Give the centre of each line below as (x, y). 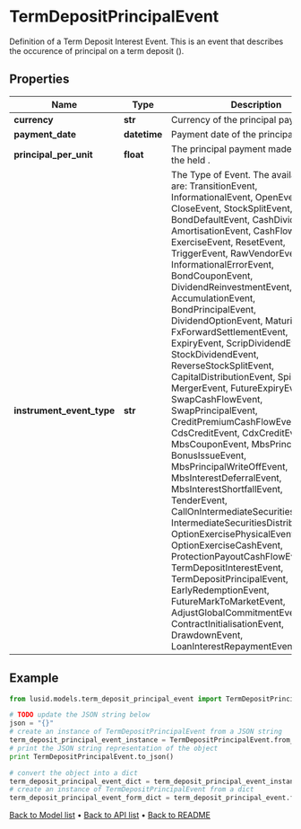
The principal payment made (232, 148)
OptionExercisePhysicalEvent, (234, 534)
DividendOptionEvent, (217, 321)
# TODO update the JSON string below (80, 715)
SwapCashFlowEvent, (217, 399)
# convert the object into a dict (74, 773)
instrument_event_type (64, 410)
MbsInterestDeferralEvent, (227, 478)
